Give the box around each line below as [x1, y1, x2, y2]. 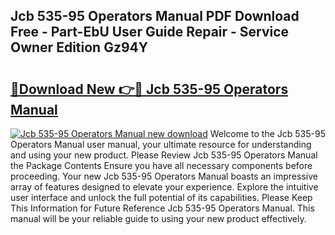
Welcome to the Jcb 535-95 [209, 128, 326, 139]
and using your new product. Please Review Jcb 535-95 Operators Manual [10, 149, 318, 161]
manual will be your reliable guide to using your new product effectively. [10, 213, 307, 224]
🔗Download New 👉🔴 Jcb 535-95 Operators [10, 80, 289, 98]
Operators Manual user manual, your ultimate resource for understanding [10, 139, 312, 150]
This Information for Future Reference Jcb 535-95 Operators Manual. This [10, 202, 315, 214]
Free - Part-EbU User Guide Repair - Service [10, 24, 290, 41]
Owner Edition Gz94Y [10, 39, 149, 56]
